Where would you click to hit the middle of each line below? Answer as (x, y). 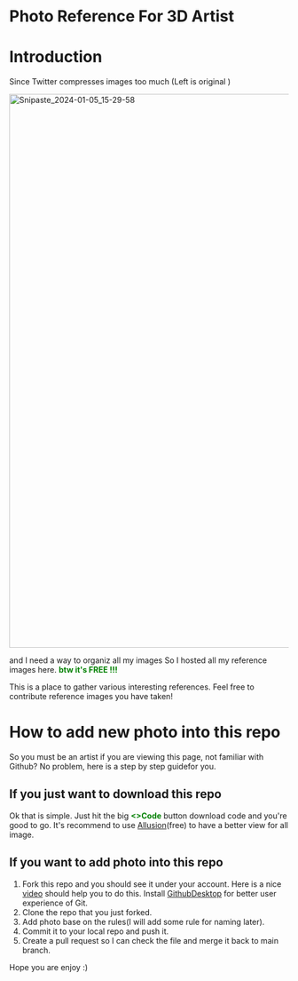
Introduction (56, 57)
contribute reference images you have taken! (91, 697)
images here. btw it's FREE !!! (63, 670)
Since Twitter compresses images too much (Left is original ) (120, 82)
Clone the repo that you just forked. (87, 912)
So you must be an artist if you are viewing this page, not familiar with (137, 757)
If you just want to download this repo (115, 794)
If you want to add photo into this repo (116, 862)
